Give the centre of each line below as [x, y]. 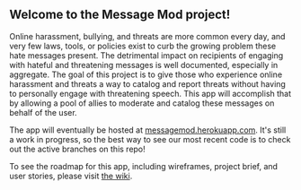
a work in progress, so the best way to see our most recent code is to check [150, 139]
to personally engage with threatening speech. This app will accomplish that [150, 93]
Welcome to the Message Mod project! [120, 15]
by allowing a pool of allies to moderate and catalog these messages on [142, 103]
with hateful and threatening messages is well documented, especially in [144, 65]
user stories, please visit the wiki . [71, 176]
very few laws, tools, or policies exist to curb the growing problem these [143, 46]
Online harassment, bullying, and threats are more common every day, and [147, 36]
